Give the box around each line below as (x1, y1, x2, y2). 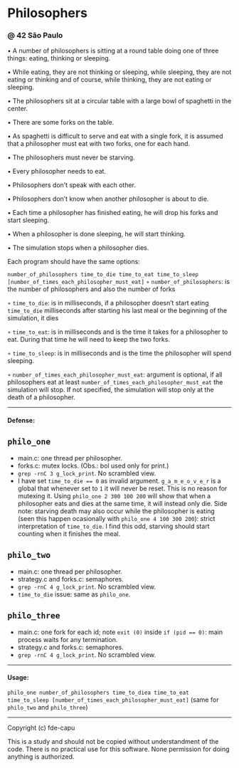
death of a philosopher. (7, 393, 76, 401)
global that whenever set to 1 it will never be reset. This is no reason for (17, 484, 228, 493)
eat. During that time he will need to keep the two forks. (7, 335, 171, 344)
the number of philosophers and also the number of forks (7, 285, 176, 293)
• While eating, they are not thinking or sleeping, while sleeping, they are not (7, 68, 232, 76)
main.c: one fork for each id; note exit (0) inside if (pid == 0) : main (17, 628, 223, 636)
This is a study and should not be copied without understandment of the (7, 737, 219, 745)
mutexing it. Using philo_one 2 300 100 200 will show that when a (17, 491, 211, 500)
